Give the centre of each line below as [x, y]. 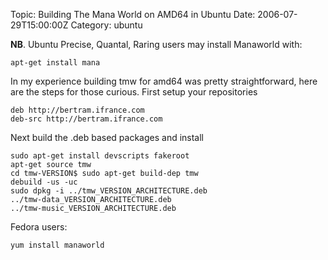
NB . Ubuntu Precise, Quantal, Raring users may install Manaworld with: [156, 44]
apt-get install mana [55, 63]
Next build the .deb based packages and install [107, 137]
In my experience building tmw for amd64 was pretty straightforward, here [164, 81]
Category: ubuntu [106, 25]
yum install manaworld [57, 245]
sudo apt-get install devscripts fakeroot [100, 156]
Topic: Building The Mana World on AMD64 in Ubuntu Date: [133, 14]
